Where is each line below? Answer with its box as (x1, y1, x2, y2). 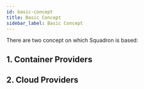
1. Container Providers (6, 54, 93, 64)
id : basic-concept (6, 8, 53, 15)
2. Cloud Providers (6, 75, 79, 85)
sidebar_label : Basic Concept (6, 20, 84, 26)
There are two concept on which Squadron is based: (6, 37, 139, 44)
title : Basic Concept (6, 15, 62, 21)
